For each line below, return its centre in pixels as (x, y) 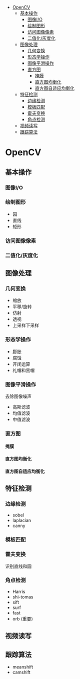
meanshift (23, 667)
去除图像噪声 (18, 396)
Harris (19, 591)
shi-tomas (23, 596)
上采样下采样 (25, 325)
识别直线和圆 (18, 566)
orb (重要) (23, 618)
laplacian (22, 520)
